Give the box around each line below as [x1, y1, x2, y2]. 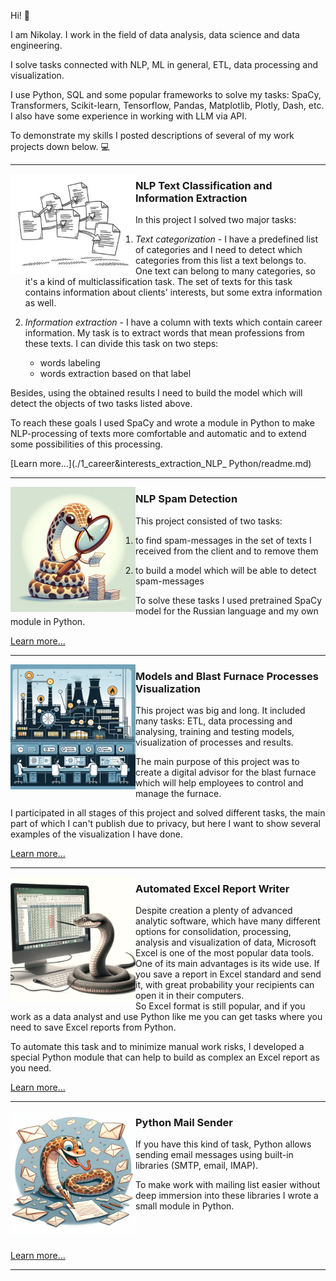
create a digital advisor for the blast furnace [135, 766, 317, 778]
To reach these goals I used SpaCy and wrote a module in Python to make [10, 417, 315, 429]
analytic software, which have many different [135, 915, 321, 927]
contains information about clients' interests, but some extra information [24, 286, 323, 299]
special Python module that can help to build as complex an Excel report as [10, 1051, 320, 1064]
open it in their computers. [135, 990, 245, 1002]
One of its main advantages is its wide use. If [135, 958, 320, 970]
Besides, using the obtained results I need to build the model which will [10, 387, 303, 399]
